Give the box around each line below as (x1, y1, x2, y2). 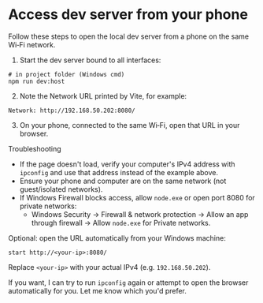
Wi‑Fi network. (8, 39, 56, 49)
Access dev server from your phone (8, 6, 248, 24)
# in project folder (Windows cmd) (8, 70, 125, 78)
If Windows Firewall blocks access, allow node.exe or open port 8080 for (19, 193, 256, 202)
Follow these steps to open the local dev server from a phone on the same (8, 32, 250, 41)
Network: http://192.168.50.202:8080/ (8, 107, 135, 114)
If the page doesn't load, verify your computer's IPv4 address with (19, 159, 235, 169)
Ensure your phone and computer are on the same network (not (19, 176, 227, 185)
